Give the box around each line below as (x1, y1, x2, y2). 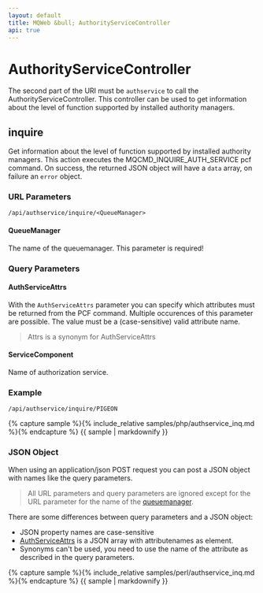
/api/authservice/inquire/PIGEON (8, 405, 118, 413)
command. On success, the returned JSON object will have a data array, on (8, 163, 253, 173)
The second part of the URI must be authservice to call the (8, 86, 199, 95)
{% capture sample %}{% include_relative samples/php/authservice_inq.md (8, 419, 255, 428)
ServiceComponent (8, 350, 74, 359)
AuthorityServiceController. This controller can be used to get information (8, 95, 247, 104)
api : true (8, 26, 41, 34)
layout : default (8, 11, 61, 20)
